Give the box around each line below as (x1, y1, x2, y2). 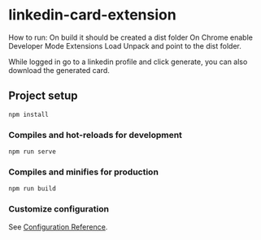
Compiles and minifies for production (8, 166, 159, 178)
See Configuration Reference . (8, 221, 108, 232)
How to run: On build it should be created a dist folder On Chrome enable (8, 32, 254, 42)
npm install (8, 110, 49, 118)
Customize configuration (8, 204, 110, 215)
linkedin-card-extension (8, 6, 176, 24)
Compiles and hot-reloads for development (8, 129, 183, 140)
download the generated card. (8, 65, 110, 75)
